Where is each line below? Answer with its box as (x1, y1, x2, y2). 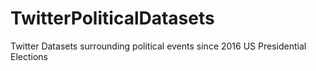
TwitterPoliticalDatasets (10, 7, 215, 30)
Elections (10, 50, 48, 62)
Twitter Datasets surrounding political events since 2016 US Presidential (10, 40, 307, 52)
